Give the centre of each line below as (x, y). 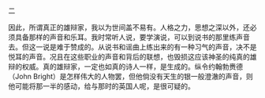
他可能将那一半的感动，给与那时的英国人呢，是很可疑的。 (101, 86)
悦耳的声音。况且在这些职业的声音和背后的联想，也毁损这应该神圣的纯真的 (129, 57)
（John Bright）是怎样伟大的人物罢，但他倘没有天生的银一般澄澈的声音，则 (131, 76)
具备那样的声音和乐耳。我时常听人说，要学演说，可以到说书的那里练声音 (132, 37)
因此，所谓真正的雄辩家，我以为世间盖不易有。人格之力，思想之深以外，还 (129, 27)
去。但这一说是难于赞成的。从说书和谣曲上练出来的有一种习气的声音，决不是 (132, 47)
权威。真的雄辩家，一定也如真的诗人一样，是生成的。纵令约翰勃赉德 (132, 67)
